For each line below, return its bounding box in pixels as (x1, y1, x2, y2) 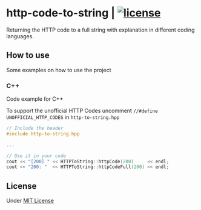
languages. (6, 32, 35, 39)
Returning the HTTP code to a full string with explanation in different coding (6, 26, 195, 33)
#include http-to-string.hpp (6, 130, 80, 137)
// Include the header (6, 125, 64, 132)
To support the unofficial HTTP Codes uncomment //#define (6, 107, 159, 115)
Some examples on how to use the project (6, 66, 111, 73)
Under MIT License (6, 197, 54, 205)
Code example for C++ (6, 95, 64, 103)
